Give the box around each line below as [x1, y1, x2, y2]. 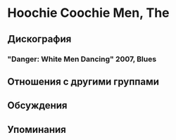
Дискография [7, 33, 72, 45]
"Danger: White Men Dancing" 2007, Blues [7, 54, 157, 64]
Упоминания [7, 123, 67, 135]
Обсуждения [7, 100, 68, 112]
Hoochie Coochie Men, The [7, 5, 170, 21]
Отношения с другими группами [7, 75, 160, 87]
